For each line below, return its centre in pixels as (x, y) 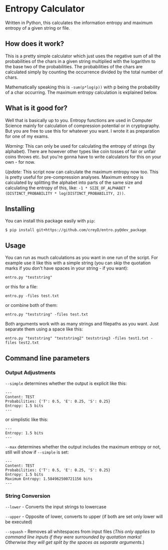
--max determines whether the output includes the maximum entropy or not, (83, 447)
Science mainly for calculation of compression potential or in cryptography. (83, 126)
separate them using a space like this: (44, 329)
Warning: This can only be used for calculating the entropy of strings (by (80, 146)
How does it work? (35, 44)
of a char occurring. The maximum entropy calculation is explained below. (81, 92)
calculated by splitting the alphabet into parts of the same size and (74, 182)
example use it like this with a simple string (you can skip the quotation (78, 263)
